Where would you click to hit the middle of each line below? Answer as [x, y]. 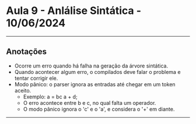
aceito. [23, 90]
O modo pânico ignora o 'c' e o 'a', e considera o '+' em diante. [99, 109]
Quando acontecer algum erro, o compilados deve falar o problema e [97, 72]
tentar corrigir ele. [36, 78]
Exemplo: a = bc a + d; [50, 97]
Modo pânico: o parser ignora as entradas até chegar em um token [95, 84]
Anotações [27, 52]
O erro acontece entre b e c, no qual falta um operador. [90, 102]
